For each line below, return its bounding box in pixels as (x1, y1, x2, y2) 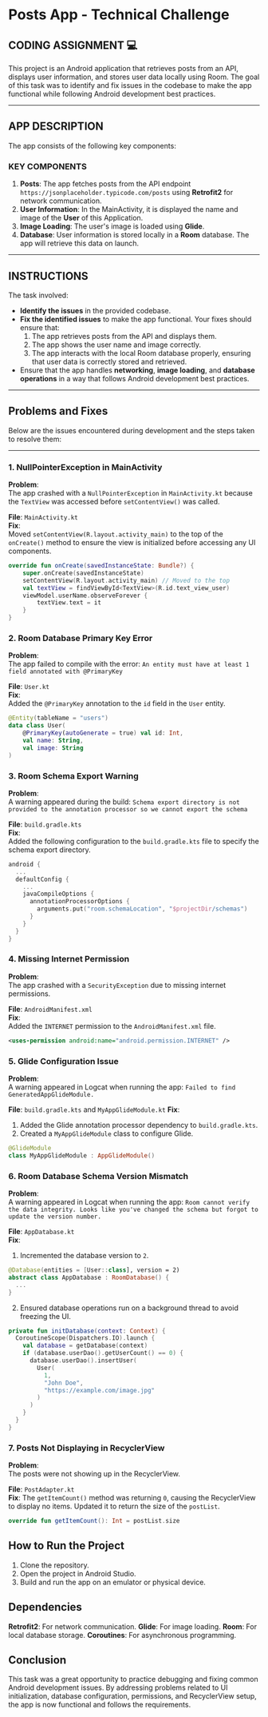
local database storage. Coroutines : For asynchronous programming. (8, 1630, 237, 1639)
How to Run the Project (8, 1539, 125, 1552)
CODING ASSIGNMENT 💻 (8, 38, 138, 52)
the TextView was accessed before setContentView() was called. (8, 497, 221, 507)
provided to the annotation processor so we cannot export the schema (8, 805, 248, 813)
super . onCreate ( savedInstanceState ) (22, 569, 145, 577)
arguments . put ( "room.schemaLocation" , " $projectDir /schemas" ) (37, 905, 248, 913)
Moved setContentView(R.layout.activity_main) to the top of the (8, 529, 223, 539)
